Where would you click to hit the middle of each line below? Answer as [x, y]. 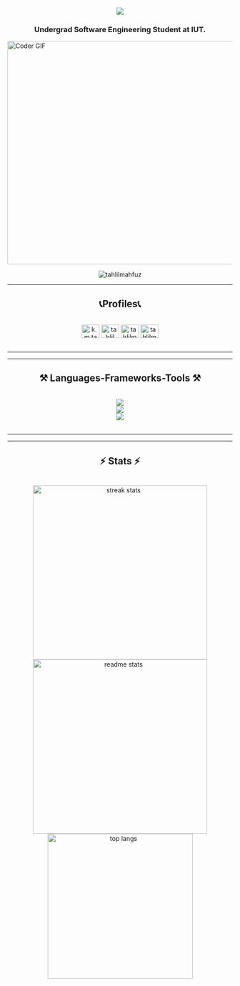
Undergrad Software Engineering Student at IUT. [120, 30]
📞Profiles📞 [120, 304]
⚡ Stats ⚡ [120, 461]
